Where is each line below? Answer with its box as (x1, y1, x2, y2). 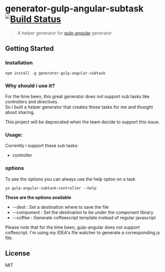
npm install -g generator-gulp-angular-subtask (5, 71, 106, 76)
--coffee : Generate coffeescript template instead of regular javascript (12, 214, 156, 220)
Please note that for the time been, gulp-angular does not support (5, 224, 140, 230)
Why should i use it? (5, 82, 55, 89)
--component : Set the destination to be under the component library (12, 209, 154, 215)
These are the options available (5, 194, 72, 200)
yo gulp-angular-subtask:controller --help (5, 185, 97, 190)
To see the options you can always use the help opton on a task (5, 176, 136, 182)
